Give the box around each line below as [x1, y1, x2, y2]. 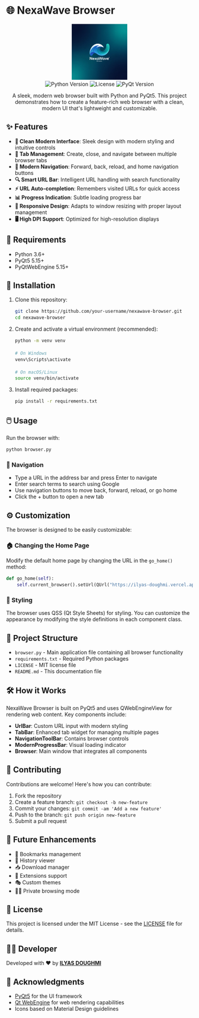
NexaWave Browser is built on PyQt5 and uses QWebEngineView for [6, 704, 172, 711]
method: [6, 563, 27, 571]
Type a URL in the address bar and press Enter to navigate [14, 474, 158, 482]
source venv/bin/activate [14, 375, 79, 381]
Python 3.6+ [14, 250, 46, 257]
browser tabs [14, 156, 47, 164]
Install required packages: [14, 386, 78, 393]
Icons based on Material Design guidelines [14, 1005, 119, 1012]
